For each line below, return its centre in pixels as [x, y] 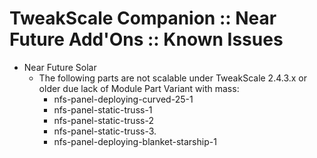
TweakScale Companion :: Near [143, 18]
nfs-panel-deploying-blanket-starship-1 [135, 141]
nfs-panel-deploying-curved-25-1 [123, 99]
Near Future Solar [60, 67]
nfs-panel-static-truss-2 [103, 120]
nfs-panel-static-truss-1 [103, 109]
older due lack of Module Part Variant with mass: [139, 88]
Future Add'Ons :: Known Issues [146, 39]
